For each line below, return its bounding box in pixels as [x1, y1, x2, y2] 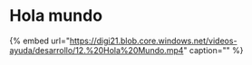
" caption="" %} [183, 44, 244, 55]
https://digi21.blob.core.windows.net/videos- [69, 35, 237, 46]
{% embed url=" [9, 35, 71, 46]
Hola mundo [9, 5, 102, 26]
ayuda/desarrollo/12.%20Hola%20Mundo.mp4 [9, 44, 184, 55]
